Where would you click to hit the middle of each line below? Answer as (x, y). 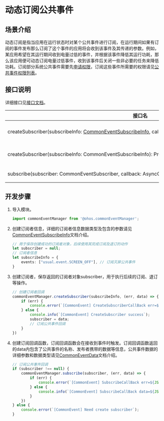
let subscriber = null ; (36, 248)
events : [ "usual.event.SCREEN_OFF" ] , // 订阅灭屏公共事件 (78, 262)
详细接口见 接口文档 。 (26, 102)
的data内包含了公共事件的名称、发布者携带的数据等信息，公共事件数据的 (85, 349)
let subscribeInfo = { (35, 258)
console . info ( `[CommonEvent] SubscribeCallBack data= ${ (96, 392)
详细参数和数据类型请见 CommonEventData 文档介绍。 (66, 355)
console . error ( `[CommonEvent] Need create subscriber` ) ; (80, 410)
